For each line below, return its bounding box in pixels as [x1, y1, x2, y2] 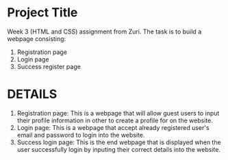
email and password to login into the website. [16, 131, 145, 139]
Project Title [7, 5, 78, 21]
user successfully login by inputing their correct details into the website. [16, 145, 221, 153]
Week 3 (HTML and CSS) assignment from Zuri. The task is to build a [7, 27, 202, 36]
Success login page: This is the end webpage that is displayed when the [16, 138, 221, 146]
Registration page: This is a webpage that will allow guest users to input [16, 109, 220, 117]
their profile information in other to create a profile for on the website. [16, 116, 214, 124]
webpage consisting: [7, 34, 66, 42]
